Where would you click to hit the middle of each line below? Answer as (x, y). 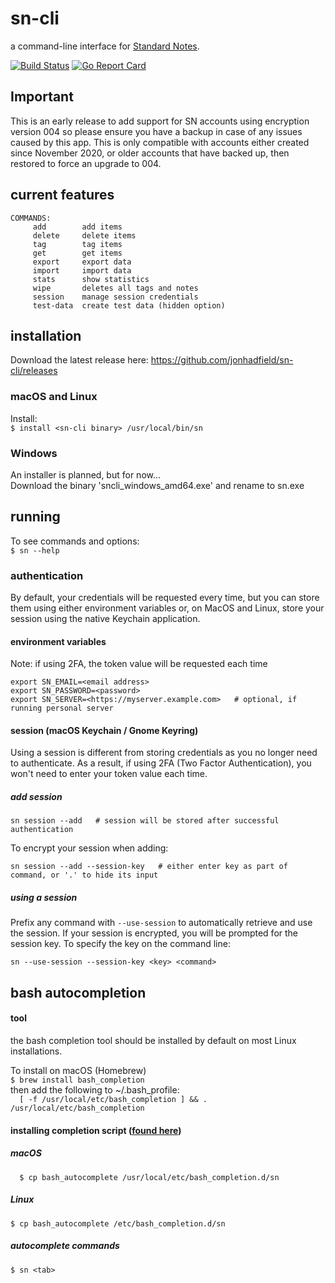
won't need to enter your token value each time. (109, 774)
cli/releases (34, 371)
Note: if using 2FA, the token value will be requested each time (139, 664)
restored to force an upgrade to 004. (86, 163)
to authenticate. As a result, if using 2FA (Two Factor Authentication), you (161, 763)
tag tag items (77, 244)
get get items (77, 253)
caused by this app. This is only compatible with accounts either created (160, 142)
